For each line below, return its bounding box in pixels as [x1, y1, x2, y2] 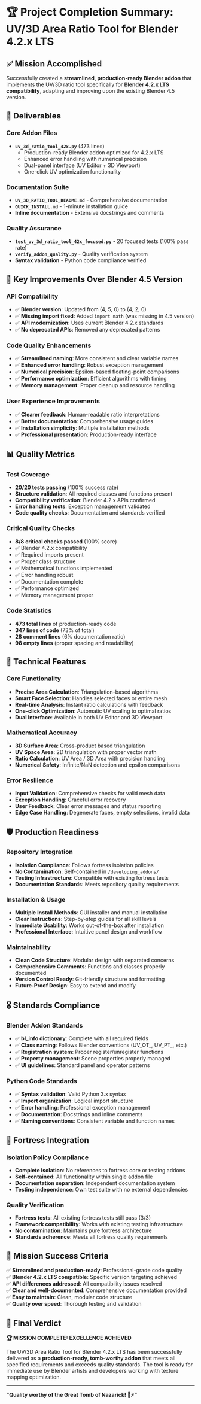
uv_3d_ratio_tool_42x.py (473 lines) [14, 142, 105, 150]
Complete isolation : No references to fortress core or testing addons [14, 1167, 185, 1174]
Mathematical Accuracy [6, 728, 78, 737]
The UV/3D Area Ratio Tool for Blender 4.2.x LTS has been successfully [6, 1348, 182, 1355]
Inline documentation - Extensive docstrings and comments [14, 209, 165, 216]
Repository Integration [6, 848, 74, 856]
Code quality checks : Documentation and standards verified [14, 509, 165, 516]
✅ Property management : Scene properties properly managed [14, 1055, 171, 1062]
